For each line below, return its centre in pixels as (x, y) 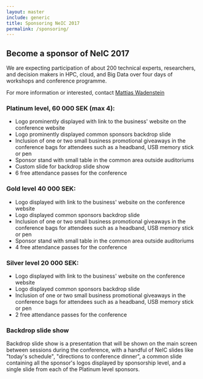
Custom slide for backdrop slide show (62, 167)
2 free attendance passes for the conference (71, 314)
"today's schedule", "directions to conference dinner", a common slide (94, 357)
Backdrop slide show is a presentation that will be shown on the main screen (102, 344)
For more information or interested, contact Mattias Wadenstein (85, 93)
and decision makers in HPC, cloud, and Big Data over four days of (90, 75)
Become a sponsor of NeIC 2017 (68, 53)
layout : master (25, 12)
